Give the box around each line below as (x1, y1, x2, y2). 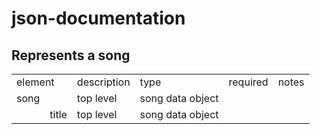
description (76, 75, 131, 89)
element (16, 75, 55, 89)
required (228, 75, 269, 89)
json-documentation (11, 7, 186, 30)
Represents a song (11, 47, 131, 64)
